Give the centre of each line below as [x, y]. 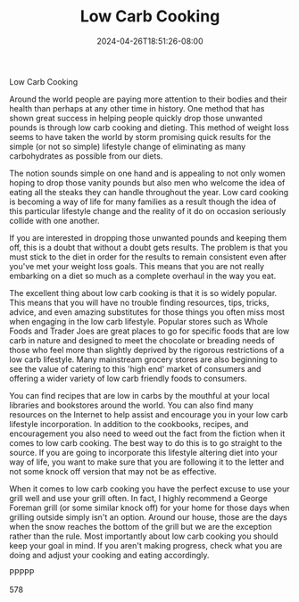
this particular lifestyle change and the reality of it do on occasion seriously [148, 210]
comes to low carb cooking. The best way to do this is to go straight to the [146, 442]
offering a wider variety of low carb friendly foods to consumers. [128, 378]
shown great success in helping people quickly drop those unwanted [136, 118]
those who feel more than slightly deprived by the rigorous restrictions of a [147, 350]
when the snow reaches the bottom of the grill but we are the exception [141, 526]
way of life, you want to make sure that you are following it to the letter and [147, 462]
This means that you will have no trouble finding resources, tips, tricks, [139, 302]
